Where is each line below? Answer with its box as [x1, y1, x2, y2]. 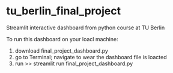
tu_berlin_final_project [6, 4, 121, 18]
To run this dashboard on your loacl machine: [6, 35, 118, 42]
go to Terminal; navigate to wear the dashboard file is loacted [14, 53, 167, 60]
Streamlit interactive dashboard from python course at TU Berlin [6, 24, 165, 31]
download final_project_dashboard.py [14, 47, 108, 54]
